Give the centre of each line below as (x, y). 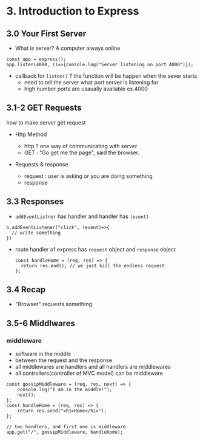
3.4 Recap (26, 290)
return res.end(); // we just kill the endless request (93, 265)
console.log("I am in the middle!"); (65, 390)
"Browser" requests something (54, 304)
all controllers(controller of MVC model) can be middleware (89, 373)
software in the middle (43, 354)
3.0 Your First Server (46, 34)
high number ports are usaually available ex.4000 (86, 89)
